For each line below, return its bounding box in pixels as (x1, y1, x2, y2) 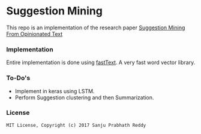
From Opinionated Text (6, 30, 63, 37)
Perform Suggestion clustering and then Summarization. (14, 94, 154, 101)
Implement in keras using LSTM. (14, 87, 95, 95)
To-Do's (6, 74, 31, 82)
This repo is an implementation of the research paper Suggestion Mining (6, 24, 185, 31)
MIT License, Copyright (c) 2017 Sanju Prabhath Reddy (6, 122, 146, 128)
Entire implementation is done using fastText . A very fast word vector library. (6, 59, 196, 66)
